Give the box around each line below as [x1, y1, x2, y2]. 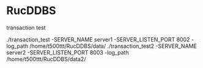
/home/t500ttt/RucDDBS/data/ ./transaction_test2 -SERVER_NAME [29, 42, 197, 50]
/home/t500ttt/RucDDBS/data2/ [6, 55, 86, 62]
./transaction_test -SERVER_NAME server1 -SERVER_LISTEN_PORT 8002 [6, 36, 190, 43]
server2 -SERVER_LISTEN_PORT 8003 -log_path [6, 48, 130, 56]
